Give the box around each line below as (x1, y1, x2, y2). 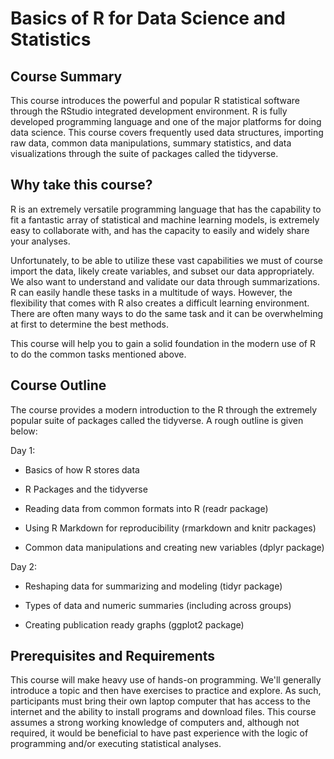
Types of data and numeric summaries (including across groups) (24, 599, 292, 611)
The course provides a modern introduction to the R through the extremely (10, 403, 318, 416)
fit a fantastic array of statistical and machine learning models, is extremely (10, 213, 320, 226)
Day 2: (10, 560, 38, 572)
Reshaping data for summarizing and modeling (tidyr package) (24, 580, 283, 592)
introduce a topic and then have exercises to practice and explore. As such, (10, 685, 322, 697)
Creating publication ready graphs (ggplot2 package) (24, 618, 245, 631)
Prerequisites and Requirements (10, 648, 216, 665)
